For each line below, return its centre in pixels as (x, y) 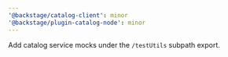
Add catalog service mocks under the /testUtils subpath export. (114, 45)
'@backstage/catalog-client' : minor (68, 15)
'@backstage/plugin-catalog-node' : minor (77, 23)
